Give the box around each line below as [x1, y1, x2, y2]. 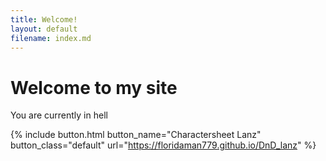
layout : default [10, 24, 78, 34]
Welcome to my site [10, 76, 178, 99]
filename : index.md [10, 33, 92, 43]
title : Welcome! [10, 14, 78, 25]
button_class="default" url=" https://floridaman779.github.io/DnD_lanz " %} [10, 139, 317, 151]
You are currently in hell [10, 109, 108, 121]
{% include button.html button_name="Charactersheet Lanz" [10, 129, 262, 141]
